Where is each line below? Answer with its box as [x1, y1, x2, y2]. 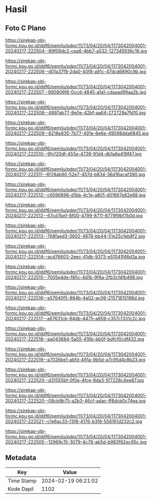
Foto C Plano [5, 24, 46, 32]
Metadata [5, 453, 36, 462]
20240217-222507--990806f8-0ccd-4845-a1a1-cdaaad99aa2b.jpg [5, 89, 146, 95]
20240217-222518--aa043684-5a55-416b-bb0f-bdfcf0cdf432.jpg [5, 336, 144, 342]
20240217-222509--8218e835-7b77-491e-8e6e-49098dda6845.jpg [5, 130, 149, 136]
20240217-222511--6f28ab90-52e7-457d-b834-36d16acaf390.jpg [5, 171, 145, 177]
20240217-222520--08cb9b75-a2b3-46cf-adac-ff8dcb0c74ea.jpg [5, 398, 146, 404]
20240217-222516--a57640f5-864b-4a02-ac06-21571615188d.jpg [5, 295, 145, 301]
